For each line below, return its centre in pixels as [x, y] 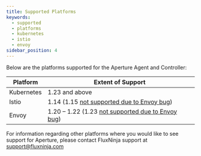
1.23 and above [70, 92]
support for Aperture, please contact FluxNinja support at [77, 140]
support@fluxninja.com [35, 146]
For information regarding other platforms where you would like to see [92, 133]
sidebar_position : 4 [32, 51]
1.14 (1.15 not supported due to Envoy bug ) [110, 102]
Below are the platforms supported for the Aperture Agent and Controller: [97, 67]
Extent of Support [120, 82]
